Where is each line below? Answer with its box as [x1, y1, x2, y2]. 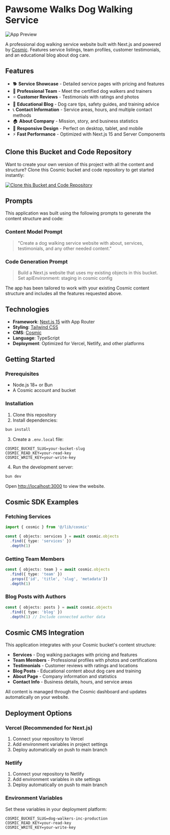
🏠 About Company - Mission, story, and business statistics [12, 118, 139, 124]
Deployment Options [5, 709, 72, 717]
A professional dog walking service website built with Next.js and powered [5, 41, 161, 47]
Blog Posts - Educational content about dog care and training [12, 668, 141, 674]
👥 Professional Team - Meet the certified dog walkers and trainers [12, 88, 152, 94]
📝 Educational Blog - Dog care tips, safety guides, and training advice [12, 101, 160, 107]
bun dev [5, 474, 22, 479]
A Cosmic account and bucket [12, 387, 76, 394]
